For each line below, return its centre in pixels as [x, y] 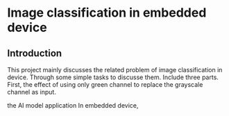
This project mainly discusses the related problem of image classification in [115, 70]
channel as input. [32, 92]
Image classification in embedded [107, 13]
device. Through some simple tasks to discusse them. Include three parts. [113, 77]
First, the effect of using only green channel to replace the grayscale [105, 84]
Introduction [35, 53]
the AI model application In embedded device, [73, 105]
